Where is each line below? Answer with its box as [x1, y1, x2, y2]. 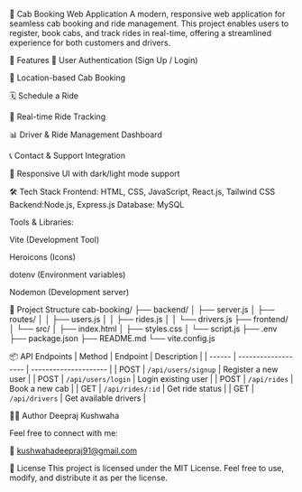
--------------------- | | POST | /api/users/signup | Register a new [31, 364, 279, 375]
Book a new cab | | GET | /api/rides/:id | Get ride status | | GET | [9, 384, 255, 394]
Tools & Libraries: [9, 217, 74, 227]
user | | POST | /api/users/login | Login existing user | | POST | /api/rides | [9, 374, 294, 384]
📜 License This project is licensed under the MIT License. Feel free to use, [9, 463, 285, 473]
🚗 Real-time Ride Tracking [9, 111, 106, 122]
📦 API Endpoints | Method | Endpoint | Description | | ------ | [9, 351, 237, 361]
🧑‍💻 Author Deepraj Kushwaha [9, 411, 120, 421]
